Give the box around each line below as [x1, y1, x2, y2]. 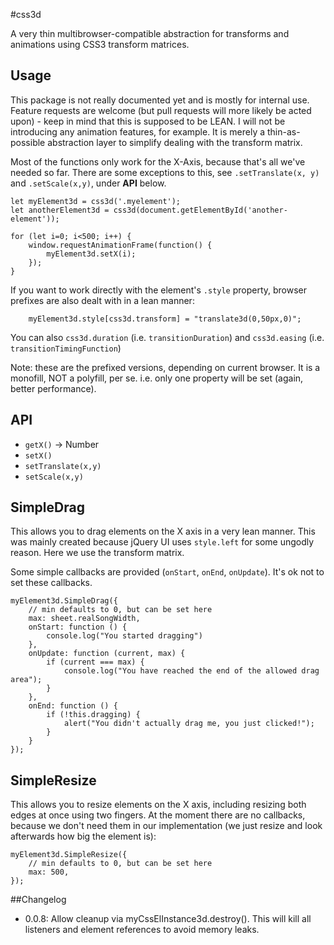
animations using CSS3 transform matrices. [10, 39, 190, 50]
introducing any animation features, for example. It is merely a [10, 125, 266, 138]
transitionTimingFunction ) [10, 342, 122, 354]
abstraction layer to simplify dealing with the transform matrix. [47, 136, 303, 148]
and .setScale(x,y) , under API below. [10, 177, 167, 189]
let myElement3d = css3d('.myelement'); [10, 196, 182, 206]
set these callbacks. [10, 577, 93, 589]
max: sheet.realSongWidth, [28, 614, 141, 624]
